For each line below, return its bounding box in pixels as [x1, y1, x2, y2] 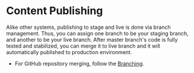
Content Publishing [6, 4, 103, 18]
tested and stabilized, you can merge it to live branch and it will [6, 42, 160, 49]
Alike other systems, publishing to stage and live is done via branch [6, 24, 171, 31]
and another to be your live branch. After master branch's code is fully [6, 36, 178, 43]
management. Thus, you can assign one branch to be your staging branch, [6, 29, 189, 36]
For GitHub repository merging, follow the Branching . [14, 60, 144, 67]
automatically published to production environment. [6, 48, 132, 55]
